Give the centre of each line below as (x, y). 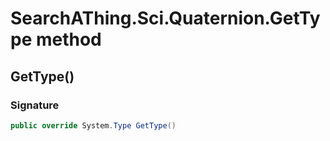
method (68, 39)
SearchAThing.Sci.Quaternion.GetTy (165, 18)
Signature (35, 105)
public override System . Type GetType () (93, 125)
